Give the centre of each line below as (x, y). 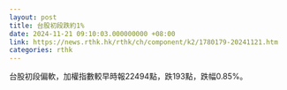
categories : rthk (41, 50)
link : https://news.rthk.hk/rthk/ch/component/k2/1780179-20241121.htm (143, 42)
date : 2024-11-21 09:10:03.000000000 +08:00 (92, 34)
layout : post (33, 17)
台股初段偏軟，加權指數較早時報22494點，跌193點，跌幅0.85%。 (128, 77)
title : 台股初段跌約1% (47, 26)
